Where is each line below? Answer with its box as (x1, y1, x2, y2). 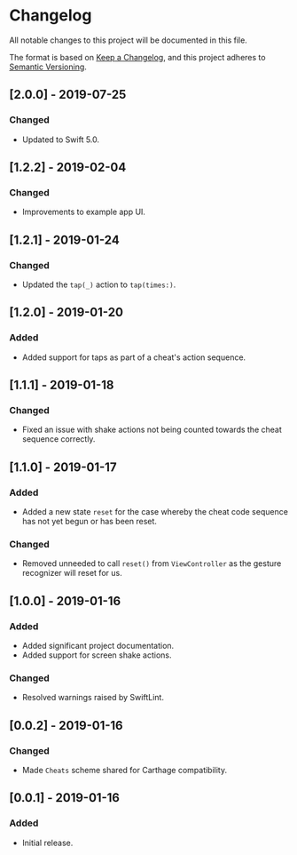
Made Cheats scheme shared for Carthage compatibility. (21, 765, 228, 776)
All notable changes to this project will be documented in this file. (9, 35, 248, 45)
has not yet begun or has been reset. (21, 516, 158, 527)
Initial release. (21, 837, 74, 848)
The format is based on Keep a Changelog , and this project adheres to (9, 52, 266, 62)
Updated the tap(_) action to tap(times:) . (21, 279, 176, 290)
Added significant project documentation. (21, 641, 175, 651)
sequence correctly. (21, 434, 96, 444)
